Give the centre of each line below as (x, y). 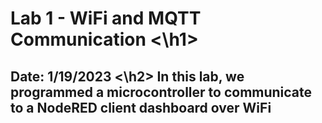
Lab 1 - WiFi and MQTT (106, 18)
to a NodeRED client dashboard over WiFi (141, 107)
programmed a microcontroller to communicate (161, 92)
